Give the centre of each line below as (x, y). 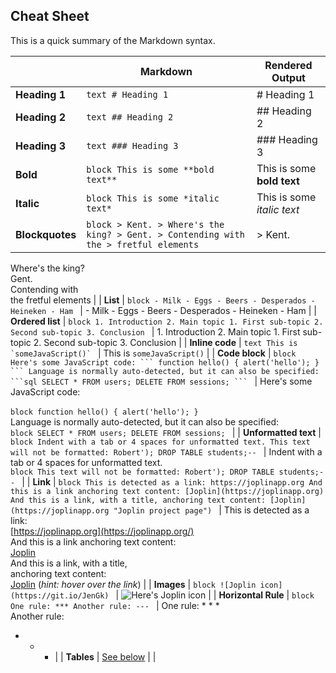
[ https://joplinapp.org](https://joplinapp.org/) (102, 531)
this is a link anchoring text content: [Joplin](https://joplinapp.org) (167, 491)
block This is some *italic (153, 198)
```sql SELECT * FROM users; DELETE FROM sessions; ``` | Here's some (161, 381)
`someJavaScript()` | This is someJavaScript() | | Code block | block (153, 353)
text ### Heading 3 (132, 145)
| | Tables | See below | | (105, 656)
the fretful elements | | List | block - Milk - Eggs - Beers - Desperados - (163, 300)
